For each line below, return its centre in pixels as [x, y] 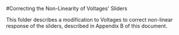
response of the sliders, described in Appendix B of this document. [87, 26]
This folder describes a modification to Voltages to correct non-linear [89, 20]
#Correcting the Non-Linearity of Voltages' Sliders [67, 8]
